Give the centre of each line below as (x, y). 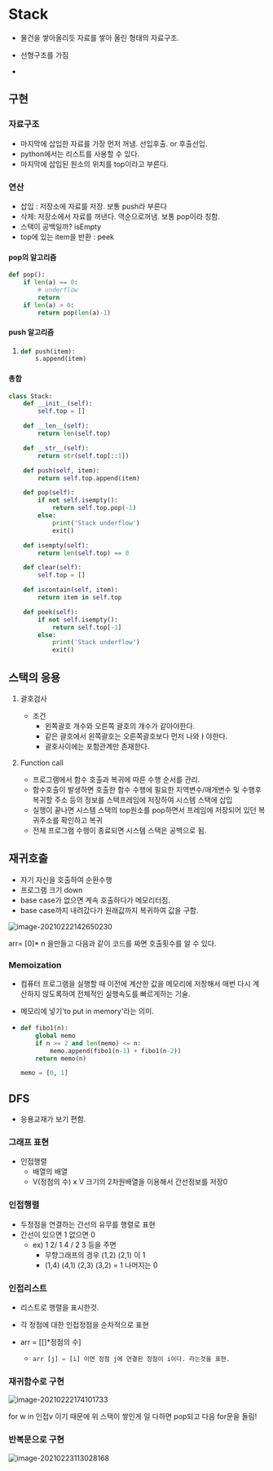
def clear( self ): (53, 568)
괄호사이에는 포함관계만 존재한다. (97, 746)
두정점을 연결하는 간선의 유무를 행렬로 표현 (88, 1224)
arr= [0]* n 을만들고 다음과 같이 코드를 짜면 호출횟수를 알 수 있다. (112, 943)
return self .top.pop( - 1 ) (94, 508)
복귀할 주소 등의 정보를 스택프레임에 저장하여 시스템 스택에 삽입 (132, 800)
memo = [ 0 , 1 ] (44, 1073)
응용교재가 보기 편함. (53, 1119)
